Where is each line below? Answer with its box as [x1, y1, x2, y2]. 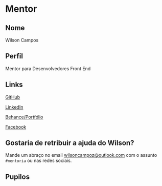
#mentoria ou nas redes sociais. [5, 157, 72, 164]
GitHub [5, 94, 20, 100]
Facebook [5, 123, 27, 130]
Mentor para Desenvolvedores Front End [5, 65, 91, 72]
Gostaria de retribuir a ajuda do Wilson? [5, 139, 134, 148]
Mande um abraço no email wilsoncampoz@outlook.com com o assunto [5, 152, 157, 158]
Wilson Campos [5, 37, 39, 43]
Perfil [5, 52, 23, 60]
